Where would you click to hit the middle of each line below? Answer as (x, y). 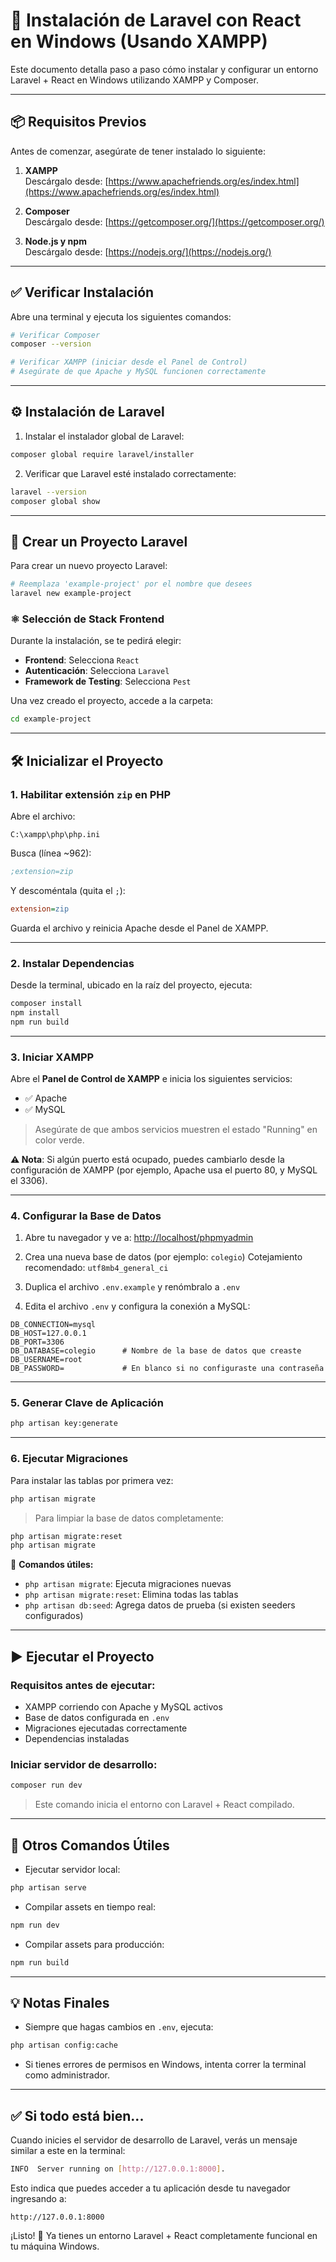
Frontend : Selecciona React (82, 660)
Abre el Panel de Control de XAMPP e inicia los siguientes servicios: (151, 1078)
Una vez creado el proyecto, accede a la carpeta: (112, 701)
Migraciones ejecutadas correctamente (106, 1728)
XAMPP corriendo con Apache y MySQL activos (123, 1706)
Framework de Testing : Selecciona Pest (108, 681)
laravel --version (48, 492)
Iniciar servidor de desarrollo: (84, 1764)
